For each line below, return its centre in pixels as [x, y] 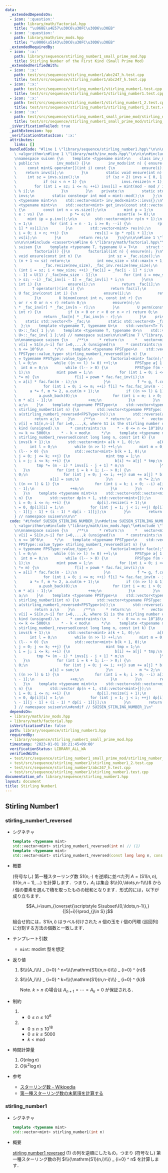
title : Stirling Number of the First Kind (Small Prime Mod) [79, 61]
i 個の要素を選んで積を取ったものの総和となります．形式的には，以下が [85, 889]
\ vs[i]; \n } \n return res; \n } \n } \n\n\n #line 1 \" [88, 237]
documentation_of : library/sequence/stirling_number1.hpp [67, 777]
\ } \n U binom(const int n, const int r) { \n [78, 298]
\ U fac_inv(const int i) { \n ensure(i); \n [72, 293]
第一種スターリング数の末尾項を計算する [61, 1093]
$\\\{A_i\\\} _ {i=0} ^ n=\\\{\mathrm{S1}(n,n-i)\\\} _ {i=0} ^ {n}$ [83, 969]
